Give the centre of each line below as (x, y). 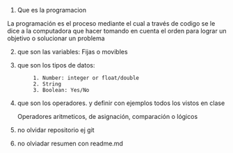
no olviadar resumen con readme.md (70, 143)
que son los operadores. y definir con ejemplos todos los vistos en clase (121, 103)
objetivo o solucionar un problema (56, 38)
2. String (47, 84)
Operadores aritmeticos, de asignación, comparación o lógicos (107, 116)
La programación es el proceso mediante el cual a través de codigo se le (111, 23)
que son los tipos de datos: (56, 65)
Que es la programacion (52, 10)
